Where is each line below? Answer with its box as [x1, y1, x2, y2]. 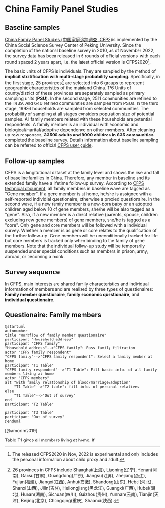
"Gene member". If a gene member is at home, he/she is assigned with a [5, 191, 152, 197]
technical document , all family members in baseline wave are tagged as [5, 186, 150, 192]
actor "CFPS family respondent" [5, 350, 71, 355]
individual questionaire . [5, 297, 55, 303]
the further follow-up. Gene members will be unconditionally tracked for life [5, 233, 158, 238]
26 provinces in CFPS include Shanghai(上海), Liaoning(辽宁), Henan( [12, 467, 153, 473]
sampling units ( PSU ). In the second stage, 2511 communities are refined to [5, 95, 157, 102]
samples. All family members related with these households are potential [5, 116, 152, 122]
